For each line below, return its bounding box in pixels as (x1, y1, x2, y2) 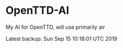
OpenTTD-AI (5, 4, 69, 17)
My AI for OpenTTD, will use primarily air (5, 23, 105, 31)
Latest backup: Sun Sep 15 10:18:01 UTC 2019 (5, 35, 118, 42)
